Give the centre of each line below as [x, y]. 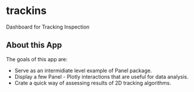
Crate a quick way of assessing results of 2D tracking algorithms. [93, 83]
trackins [26, 11]
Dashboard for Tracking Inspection [48, 27]
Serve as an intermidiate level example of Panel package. [83, 70]
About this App [34, 45]
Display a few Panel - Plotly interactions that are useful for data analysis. [101, 76]
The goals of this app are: [37, 59]
